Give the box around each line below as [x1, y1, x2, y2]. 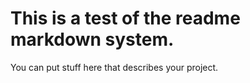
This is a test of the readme [10, 7, 241, 30]
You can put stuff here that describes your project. [10, 61, 219, 73]
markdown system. [10, 28, 175, 51]
